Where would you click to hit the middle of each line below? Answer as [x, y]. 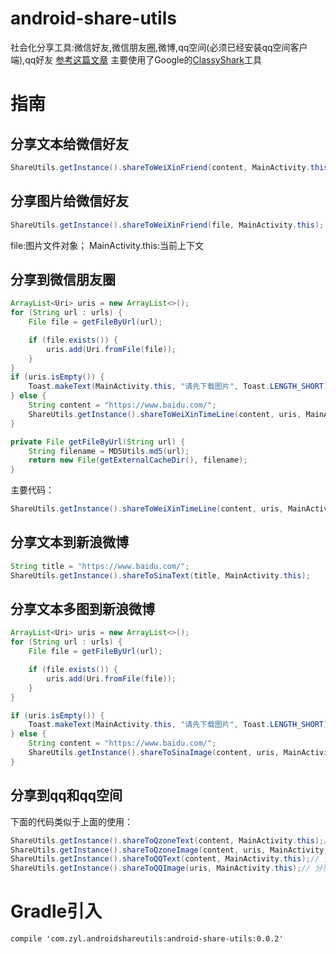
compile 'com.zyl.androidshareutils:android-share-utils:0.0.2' [147, 939]
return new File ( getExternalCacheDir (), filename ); [138, 460]
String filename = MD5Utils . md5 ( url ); [109, 451]
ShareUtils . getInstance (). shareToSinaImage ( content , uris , [154, 753]
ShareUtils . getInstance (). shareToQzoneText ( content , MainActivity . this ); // [171, 840]
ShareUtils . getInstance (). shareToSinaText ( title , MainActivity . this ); [160, 575]
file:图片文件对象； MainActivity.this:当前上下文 [107, 245]
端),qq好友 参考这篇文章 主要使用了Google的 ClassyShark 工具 [136, 59]
